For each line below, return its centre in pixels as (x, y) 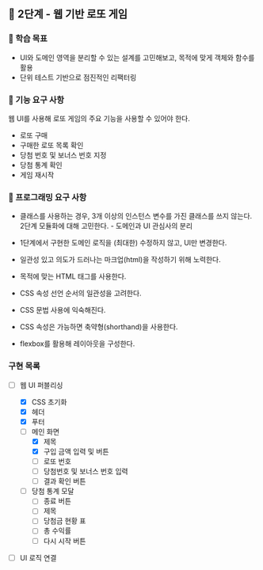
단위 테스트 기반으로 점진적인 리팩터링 (78, 77)
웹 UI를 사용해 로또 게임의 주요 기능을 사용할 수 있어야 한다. (99, 118)
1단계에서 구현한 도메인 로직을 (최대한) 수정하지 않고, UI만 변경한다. (123, 243)
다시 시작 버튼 (65, 541)
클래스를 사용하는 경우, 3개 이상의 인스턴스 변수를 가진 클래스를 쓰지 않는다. (136, 216)
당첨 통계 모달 (53, 491)
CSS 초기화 (49, 401)
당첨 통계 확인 (41, 165)
